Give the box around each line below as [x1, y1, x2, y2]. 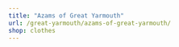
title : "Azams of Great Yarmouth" [8, 11, 125, 20]
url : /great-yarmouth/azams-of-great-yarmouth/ [8, 19, 172, 27]
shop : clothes [8, 26, 56, 34]
